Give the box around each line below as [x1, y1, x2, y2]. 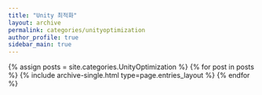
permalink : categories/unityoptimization [8, 26, 146, 34]
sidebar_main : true [8, 41, 72, 49]
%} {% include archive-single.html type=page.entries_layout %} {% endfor [8, 71, 250, 80]
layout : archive [8, 19, 61, 27]
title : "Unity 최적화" [8, 11, 78, 20]
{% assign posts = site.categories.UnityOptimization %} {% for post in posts [8, 62, 255, 71]
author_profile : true [8, 33, 79, 42]
